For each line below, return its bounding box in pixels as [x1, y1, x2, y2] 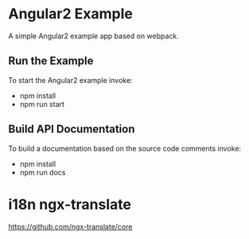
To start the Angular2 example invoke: [8, 75, 133, 84]
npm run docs [19, 167, 66, 177]
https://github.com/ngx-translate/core [8, 221, 133, 231]
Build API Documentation [8, 123, 135, 136]
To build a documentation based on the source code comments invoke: [8, 143, 241, 153]
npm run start [19, 99, 65, 108]
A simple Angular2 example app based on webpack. [8, 31, 179, 41]
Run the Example [8, 54, 94, 68]
